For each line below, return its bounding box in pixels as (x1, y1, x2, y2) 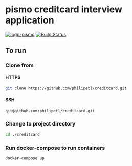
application (5, 14, 55, 26)
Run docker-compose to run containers (5, 144, 105, 151)
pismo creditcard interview (5, 4, 123, 15)
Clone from (5, 61, 34, 69)
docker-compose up (5, 155, 45, 161)
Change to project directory (5, 120, 76, 128)
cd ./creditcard (5, 132, 40, 137)
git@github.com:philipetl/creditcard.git (5, 108, 95, 113)
